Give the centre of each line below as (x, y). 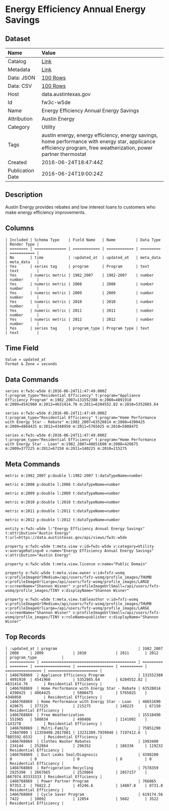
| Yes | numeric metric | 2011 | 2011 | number (80, 311)
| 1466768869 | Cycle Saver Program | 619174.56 (84, 794)
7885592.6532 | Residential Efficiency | (54, 737)
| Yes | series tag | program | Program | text (77, 266)
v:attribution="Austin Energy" (38, 555)
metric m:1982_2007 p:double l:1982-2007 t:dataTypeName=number (74, 476)
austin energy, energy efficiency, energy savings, (100, 135)
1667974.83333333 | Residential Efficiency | (54, 777)
